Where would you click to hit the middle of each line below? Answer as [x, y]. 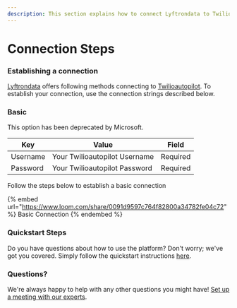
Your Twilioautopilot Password [102, 168]
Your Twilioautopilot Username [103, 157]
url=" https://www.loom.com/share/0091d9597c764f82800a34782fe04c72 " [117, 207]
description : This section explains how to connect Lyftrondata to [109, 14]
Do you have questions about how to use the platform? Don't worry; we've [115, 248]
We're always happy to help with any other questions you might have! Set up [119, 289]
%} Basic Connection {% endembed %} [65, 214]
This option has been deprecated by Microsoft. [75, 127]
